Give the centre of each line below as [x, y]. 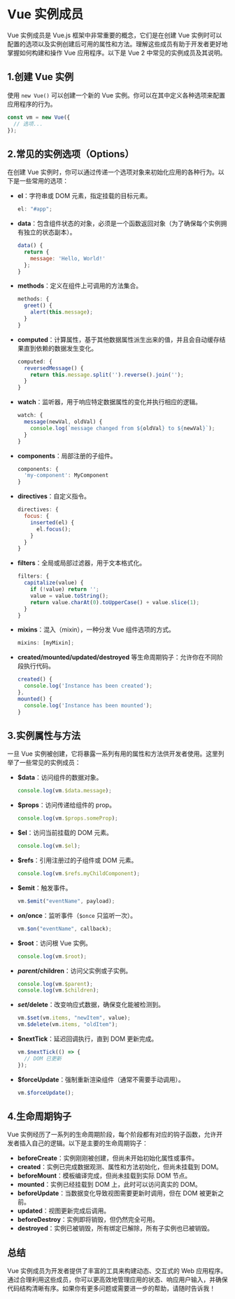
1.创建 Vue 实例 [41, 77]
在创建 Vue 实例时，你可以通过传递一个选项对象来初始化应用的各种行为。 [113, 172]
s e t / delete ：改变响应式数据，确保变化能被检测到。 [91, 1005]
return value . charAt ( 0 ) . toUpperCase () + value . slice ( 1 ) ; [115, 602]
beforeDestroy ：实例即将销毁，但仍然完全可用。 [88, 1220]
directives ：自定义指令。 [54, 496]
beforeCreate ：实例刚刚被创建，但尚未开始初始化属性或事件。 [108, 1158]
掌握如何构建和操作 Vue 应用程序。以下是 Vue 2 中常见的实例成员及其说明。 [117, 53]
